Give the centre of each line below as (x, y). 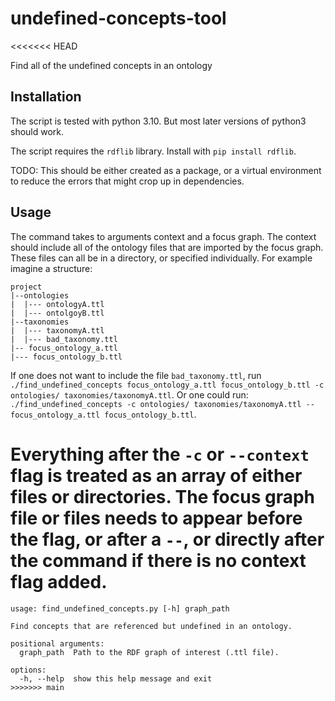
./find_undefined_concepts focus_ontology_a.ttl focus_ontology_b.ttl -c (167, 385)
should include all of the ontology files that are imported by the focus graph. (167, 247)
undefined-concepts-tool (118, 18)
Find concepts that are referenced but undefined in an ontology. (151, 626)
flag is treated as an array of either (156, 475)
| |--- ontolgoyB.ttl (57, 313)
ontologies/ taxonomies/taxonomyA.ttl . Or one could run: (129, 394)
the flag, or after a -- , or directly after (167, 539)
